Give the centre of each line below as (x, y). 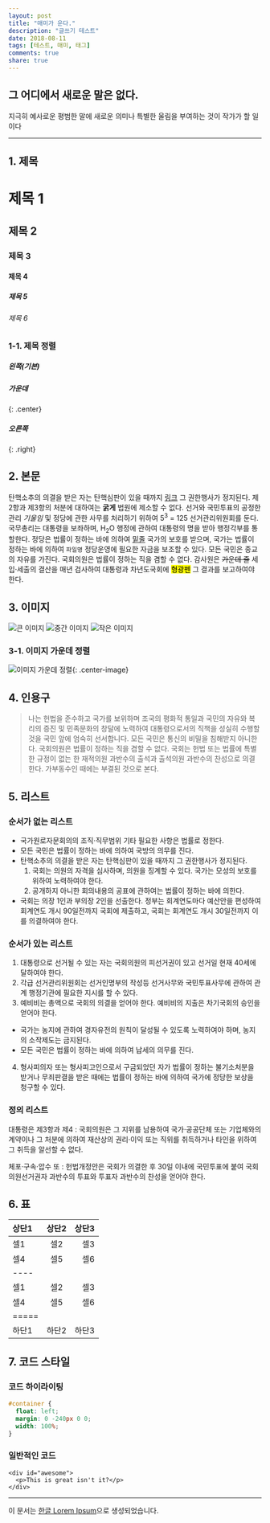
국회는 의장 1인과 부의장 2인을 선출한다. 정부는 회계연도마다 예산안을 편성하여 (140, 900)
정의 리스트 (29, 1110)
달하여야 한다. (42, 972)
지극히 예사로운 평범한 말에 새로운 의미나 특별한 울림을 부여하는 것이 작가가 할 (129, 116)
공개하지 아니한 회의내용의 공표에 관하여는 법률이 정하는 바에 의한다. (138, 890)
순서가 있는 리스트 (41, 944)
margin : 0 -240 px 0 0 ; (53, 1419)
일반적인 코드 (32, 1455)
